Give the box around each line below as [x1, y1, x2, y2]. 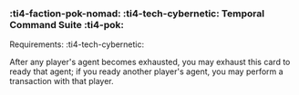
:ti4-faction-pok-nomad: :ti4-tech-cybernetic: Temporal [9, 7, 265, 20]
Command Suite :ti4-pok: [9, 18, 125, 31]
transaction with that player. [9, 76, 114, 87]
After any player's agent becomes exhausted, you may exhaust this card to [9, 57, 291, 68]
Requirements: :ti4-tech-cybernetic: [9, 39, 145, 50]
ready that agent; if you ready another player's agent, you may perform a [9, 66, 284, 77]
